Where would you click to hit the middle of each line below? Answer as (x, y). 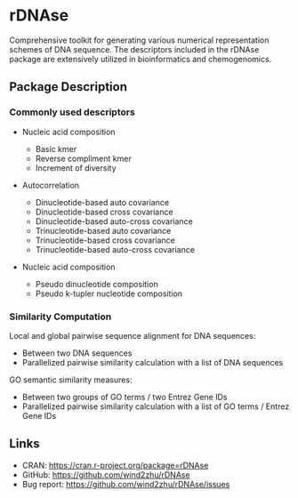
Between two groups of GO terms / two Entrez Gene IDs (125, 397)
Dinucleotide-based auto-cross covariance (114, 221)
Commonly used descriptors (72, 112)
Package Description (68, 87)
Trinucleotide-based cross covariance (105, 240)
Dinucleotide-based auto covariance (102, 202)
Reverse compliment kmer (83, 158)
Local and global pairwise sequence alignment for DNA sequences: (133, 335)
